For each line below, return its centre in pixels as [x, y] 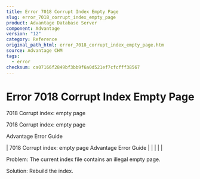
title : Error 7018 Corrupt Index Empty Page [62, 12]
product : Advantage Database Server [52, 23]
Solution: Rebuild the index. [40, 171]
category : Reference [32, 39]
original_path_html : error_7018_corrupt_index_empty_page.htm [85, 45]
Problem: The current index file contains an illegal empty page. [83, 159]
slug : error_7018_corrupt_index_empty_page [61, 17]
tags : [13, 56]
